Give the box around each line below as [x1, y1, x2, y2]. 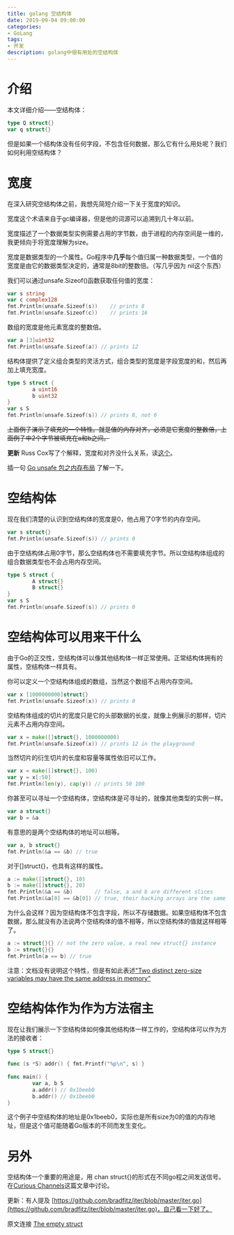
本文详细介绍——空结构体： [7, 105, 87, 114]
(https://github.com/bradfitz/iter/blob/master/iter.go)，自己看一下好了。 [7, 1205, 212, 1213]
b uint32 [32, 392, 58, 399]
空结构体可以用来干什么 [7, 630, 142, 645]
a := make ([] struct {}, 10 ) [7, 876, 86, 883]
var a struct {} [7, 808, 52, 815]
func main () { [7, 1073, 49, 1080]
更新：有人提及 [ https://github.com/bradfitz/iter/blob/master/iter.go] [7, 1196, 202, 1205]
